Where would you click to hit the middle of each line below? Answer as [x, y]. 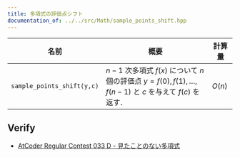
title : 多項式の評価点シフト [45, 14]
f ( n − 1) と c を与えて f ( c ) [149, 92]
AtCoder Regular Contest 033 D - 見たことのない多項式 [99, 146]
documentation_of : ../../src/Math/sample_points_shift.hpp [97, 21]
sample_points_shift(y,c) [55, 86]
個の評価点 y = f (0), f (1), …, [152, 81]
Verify [21, 128]
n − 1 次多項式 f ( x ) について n [155, 70]
